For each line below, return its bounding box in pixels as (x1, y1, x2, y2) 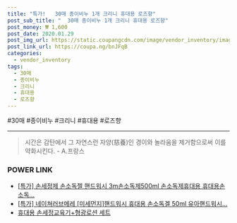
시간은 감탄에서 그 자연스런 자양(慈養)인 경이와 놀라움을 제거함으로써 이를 (24, 138, 226, 146)
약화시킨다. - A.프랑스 (24, 147, 85, 155)
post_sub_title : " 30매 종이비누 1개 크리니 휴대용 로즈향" (7, 17, 169, 24)
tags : (7, 63, 23, 70)
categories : (7, 50, 42, 57)
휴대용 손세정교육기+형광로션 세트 (17, 208, 111, 217)
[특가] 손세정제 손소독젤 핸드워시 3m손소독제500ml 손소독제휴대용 (17, 182, 201, 190)
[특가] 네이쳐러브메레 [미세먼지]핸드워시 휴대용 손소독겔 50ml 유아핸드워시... (17, 200, 228, 208)
